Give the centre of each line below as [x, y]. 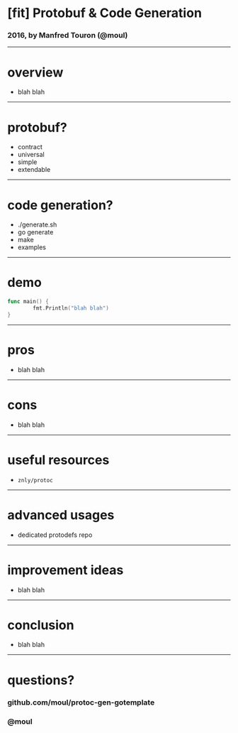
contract [30, 147]
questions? [41, 680]
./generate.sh [37, 224]
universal [31, 155]
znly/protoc [35, 480]
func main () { [28, 302]
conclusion [41, 625]
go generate [35, 232]
